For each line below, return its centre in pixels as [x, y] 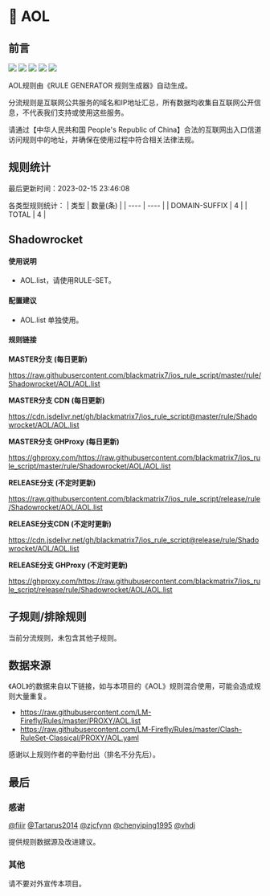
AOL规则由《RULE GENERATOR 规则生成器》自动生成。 [100, 85]
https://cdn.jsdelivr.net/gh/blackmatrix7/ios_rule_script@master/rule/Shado [133, 416]
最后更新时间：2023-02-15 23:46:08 [69, 188]
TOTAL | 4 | [27, 214]
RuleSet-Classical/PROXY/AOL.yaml [79, 738]
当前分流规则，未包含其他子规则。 [65, 637]
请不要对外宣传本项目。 [47, 884]
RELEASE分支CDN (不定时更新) [60, 524]
